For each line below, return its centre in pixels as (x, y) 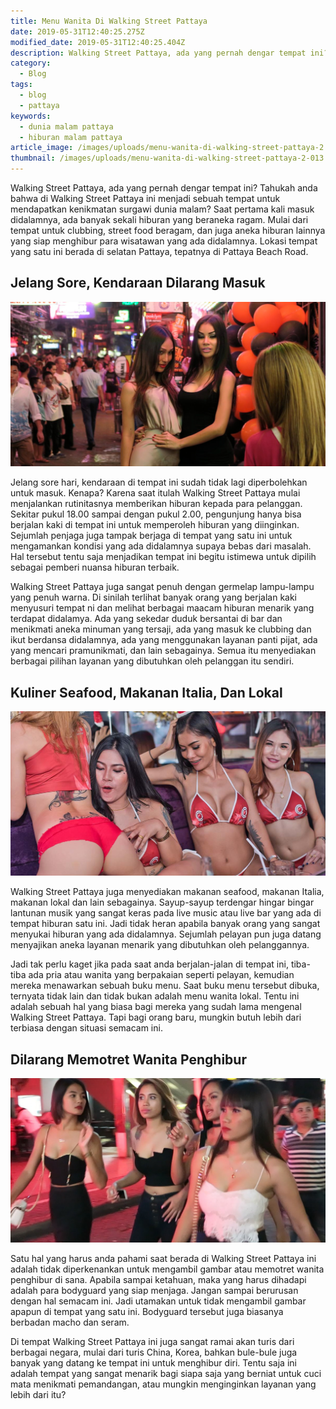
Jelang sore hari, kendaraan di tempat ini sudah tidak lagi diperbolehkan (159, 482)
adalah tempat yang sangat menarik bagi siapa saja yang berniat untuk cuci (166, 1374)
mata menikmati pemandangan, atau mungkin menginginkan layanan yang (163, 1384)
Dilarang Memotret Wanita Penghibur (128, 1059)
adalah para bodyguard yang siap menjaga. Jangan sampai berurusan (154, 1291)
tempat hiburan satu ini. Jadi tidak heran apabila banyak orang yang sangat (165, 924)
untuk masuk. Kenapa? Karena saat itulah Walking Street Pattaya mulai (155, 493)
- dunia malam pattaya (66, 126)
